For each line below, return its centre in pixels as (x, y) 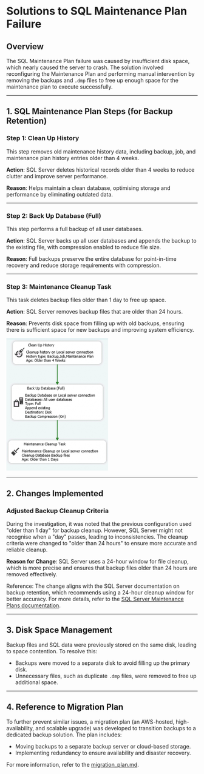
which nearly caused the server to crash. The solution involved (85, 67)
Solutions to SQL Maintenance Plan (97, 11)
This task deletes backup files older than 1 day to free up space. (86, 300)
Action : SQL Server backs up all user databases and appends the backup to (101, 240)
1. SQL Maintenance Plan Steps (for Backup (90, 111)
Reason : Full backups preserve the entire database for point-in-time (92, 258)
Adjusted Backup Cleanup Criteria (58, 511)
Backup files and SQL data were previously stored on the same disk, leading (102, 645)
